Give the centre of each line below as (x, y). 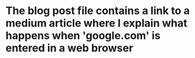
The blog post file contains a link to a (98, 11)
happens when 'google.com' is (83, 36)
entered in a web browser (70, 48)
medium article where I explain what (97, 23)
